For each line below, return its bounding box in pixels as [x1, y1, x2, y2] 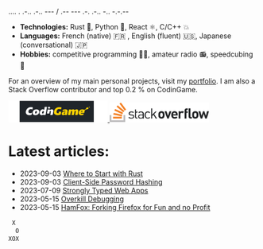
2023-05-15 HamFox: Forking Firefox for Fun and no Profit [19, 202, 211, 212]
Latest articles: [8, 142, 110, 161]
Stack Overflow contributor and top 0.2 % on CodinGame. [8, 85, 198, 94]
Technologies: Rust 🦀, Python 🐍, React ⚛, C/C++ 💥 [19, 22, 190, 31]
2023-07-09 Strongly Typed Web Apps [19, 185, 149, 195]
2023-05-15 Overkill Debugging [19, 194, 125, 204]
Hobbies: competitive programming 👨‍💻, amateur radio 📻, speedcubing [19, 49, 253, 59]
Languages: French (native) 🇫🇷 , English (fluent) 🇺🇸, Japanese [19, 31, 232, 41]
